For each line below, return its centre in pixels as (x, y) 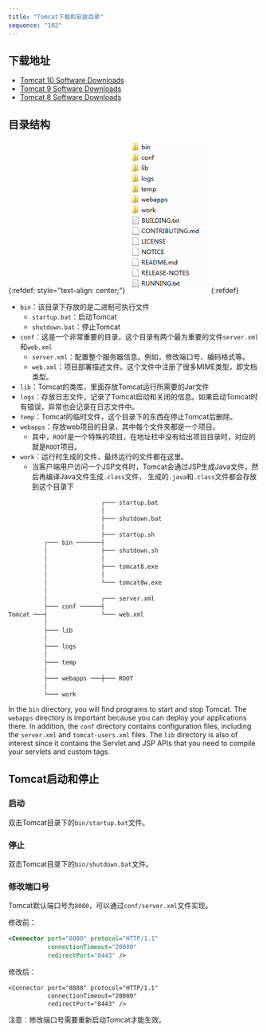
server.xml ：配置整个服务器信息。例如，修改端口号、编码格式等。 (140, 357)
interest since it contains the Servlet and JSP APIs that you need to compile (132, 744)
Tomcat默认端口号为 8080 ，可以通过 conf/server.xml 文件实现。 (110, 906)
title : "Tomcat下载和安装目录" (56, 17)
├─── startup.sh (128, 535)
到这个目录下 (53, 486)
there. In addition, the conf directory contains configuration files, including (130, 726)
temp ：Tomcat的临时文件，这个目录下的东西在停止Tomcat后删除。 (128, 417)
